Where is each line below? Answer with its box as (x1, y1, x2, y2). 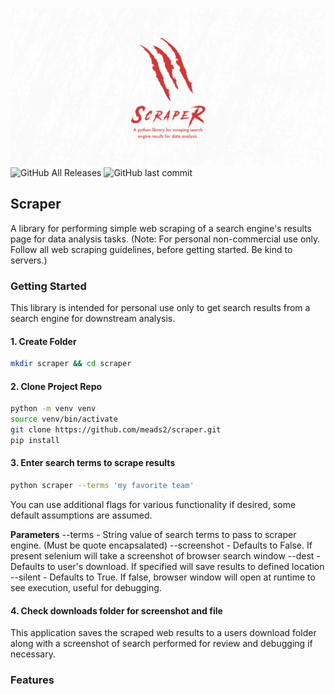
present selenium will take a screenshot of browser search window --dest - (10, 549, 321, 562)
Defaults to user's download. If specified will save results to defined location (10, 560, 325, 572)
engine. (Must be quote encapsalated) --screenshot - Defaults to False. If (10, 539, 313, 551)
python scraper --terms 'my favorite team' (10, 481, 195, 491)
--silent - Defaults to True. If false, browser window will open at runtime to (10, 571, 316, 583)
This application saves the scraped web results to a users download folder (10, 627, 317, 639)
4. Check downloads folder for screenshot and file (10, 604, 223, 617)
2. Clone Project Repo (10, 380, 103, 392)
